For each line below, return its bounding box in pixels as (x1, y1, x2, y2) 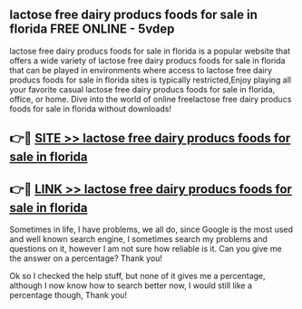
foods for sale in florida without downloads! (9, 103, 172, 114)
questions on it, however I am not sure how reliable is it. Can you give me (9, 244, 283, 255)
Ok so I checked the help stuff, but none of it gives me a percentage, (9, 271, 266, 282)
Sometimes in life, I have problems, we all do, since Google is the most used (9, 224, 293, 235)
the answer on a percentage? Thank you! (9, 253, 163, 264)
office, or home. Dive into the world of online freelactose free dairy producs (9, 93, 292, 104)
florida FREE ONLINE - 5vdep (9, 22, 175, 37)
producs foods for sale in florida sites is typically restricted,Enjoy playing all (9, 74, 292, 85)
